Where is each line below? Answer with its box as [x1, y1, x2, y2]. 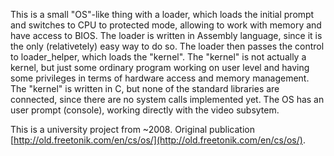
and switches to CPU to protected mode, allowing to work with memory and [10, 19, 322, 31]
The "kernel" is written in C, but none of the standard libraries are [10, 83, 280, 94]
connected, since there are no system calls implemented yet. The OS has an [10, 94, 325, 105]
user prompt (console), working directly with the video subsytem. [10, 104, 280, 116]
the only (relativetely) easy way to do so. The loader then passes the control [10, 40, 325, 52]
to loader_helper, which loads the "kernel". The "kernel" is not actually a [10, 51, 307, 63]
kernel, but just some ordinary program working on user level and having [10, 62, 310, 73]
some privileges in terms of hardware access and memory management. [10, 72, 310, 84]
